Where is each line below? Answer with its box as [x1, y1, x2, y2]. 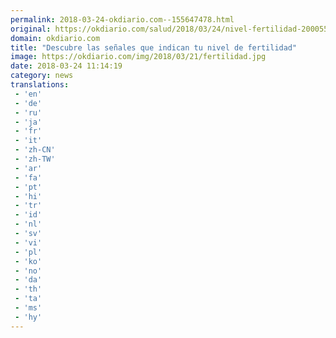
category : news [10, 71, 74, 81]
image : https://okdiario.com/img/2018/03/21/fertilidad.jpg [10, 52, 267, 62]
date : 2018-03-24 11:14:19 [10, 61, 123, 71]
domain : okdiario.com [10, 33, 101, 43]
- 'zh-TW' [14, 154, 56, 164]
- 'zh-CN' [14, 145, 56, 155]
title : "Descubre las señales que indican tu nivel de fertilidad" [10, 42, 298, 53]
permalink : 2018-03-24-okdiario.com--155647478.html [10, 14, 235, 25]
